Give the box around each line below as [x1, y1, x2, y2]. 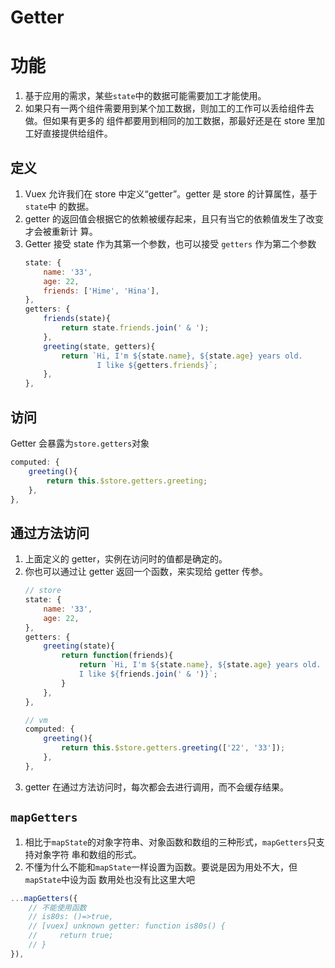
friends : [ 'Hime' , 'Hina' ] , [43, 286, 160, 296]
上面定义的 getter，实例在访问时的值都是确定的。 [24, 553, 228, 565]
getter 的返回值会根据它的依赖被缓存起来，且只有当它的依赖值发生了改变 [24, 212, 324, 225]
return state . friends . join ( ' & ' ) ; [61, 323, 210, 333]
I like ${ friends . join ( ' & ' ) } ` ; [78, 669, 218, 680]
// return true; [28, 931, 114, 941]
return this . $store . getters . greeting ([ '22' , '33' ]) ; [61, 743, 286, 753]
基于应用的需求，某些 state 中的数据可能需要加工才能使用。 [24, 90, 267, 102]
